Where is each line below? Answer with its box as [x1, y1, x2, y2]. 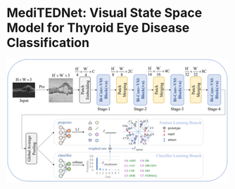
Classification [6, 35, 89, 51]
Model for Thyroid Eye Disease [6, 20, 190, 36]
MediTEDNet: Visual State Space [6, 5, 203, 21]
